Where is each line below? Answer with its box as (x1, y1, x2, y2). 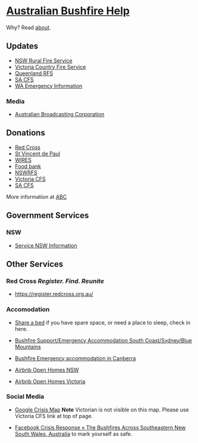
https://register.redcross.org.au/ (14, 291, 93, 298)
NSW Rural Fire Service (14, 57, 73, 64)
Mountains (14, 343, 41, 350)
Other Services (6, 259, 64, 269)
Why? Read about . (6, 24, 52, 31)
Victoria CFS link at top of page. (14, 412, 93, 419)
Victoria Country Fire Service (14, 63, 86, 70)
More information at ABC (6, 193, 67, 200)
